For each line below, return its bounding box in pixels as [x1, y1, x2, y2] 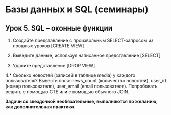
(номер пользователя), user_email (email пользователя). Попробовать [5, 83, 158, 89]
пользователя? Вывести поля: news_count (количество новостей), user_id [5, 78, 166, 83]
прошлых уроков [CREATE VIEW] [12, 43, 84, 49]
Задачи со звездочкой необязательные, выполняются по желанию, [5, 98, 158, 104]
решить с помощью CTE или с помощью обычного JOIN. [5, 89, 130, 95]
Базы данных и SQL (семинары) [5, 4, 149, 15]
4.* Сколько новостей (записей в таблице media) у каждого [5, 72, 136, 78]
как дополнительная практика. [5, 104, 76, 110]
